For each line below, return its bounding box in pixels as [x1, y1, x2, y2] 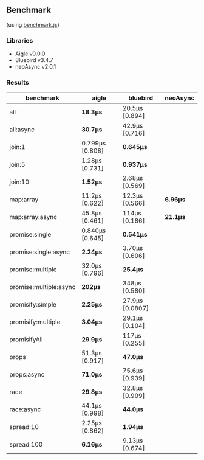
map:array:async [9, 213, 58, 221]
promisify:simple [9, 301, 56, 309]
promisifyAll [9, 335, 43, 344]
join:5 [9, 161, 25, 169]
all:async [9, 125, 35, 134]
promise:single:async [9, 248, 70, 256]
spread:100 [9, 441, 43, 449]
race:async [9, 405, 41, 414]
